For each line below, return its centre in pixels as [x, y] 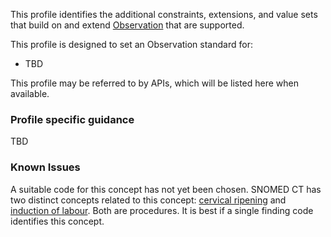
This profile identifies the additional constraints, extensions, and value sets [164, 14]
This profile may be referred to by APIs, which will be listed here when [155, 83]
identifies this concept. [57, 221]
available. [30, 93]
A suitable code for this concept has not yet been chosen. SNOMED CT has [166, 189]
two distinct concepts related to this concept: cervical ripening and [148, 200]
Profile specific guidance [72, 119]
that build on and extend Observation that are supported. [127, 25]
